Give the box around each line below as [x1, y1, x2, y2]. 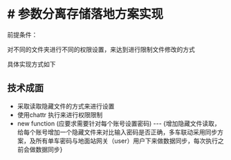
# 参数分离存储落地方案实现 [7, 6, 164, 22]
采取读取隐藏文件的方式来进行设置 [17, 102, 115, 110]
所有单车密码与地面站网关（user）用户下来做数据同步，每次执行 [35, 136, 218, 145]
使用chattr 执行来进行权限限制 [17, 110, 103, 118]
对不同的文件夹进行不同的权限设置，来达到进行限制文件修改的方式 [7, 45, 195, 53]
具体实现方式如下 [7, 60, 56, 68]
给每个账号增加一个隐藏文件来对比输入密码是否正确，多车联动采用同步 [17, 127, 218, 136]
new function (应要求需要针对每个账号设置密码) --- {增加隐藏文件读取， [17, 119, 221, 127]
